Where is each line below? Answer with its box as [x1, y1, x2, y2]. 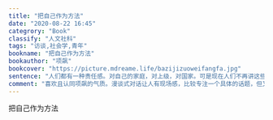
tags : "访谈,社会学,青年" [8, 42, 88, 50]
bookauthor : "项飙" [8, 58, 72, 66]
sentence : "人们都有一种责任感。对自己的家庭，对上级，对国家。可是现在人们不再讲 [8, 72, 254, 80]
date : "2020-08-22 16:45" [8, 19, 96, 28]
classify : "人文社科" [8, 34, 77, 43]
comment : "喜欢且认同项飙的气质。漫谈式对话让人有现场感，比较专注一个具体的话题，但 [8, 79, 262, 88]
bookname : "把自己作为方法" [8, 49, 95, 58]
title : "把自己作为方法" [8, 11, 84, 20]
